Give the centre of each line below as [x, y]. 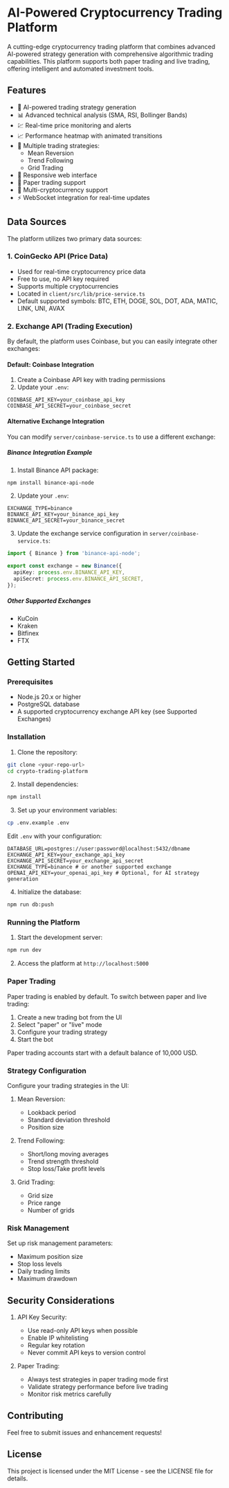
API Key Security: [42, 1317]
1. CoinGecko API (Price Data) [58, 256]
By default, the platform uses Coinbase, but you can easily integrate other [112, 341]
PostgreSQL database [48, 705]
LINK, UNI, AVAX [41, 308]
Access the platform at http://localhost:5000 [83, 963]
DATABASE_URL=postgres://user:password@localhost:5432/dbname [99, 849]
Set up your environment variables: [67, 810]
